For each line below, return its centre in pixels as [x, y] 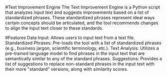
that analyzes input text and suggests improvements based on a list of [77, 12]
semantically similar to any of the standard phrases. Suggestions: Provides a [83, 58]
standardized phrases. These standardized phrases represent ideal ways [80, 18]
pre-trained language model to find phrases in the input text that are [75, 53]
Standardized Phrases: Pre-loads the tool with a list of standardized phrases [83, 43]
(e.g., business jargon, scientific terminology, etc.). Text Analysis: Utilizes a [82, 48]
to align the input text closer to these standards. [54, 28]
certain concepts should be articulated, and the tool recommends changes [82, 23]
